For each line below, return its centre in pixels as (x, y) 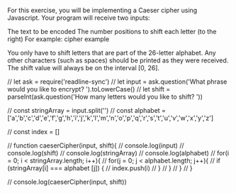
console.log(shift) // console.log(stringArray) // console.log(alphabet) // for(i (118, 153)
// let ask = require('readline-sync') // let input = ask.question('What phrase (117, 82)
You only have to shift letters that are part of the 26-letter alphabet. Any (112, 53)
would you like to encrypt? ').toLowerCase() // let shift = (89, 89)
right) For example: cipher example (58, 39)
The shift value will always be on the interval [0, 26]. (84, 68)
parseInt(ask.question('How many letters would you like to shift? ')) (105, 96)
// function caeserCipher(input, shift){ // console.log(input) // (96, 145)
